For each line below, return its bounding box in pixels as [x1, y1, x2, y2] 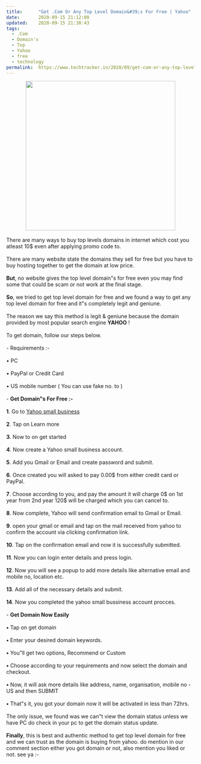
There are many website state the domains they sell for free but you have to [6, 255, 193, 263]
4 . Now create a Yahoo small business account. [6, 446, 124, 453]
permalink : [6, 64, 33, 71]
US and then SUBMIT [6, 687, 59, 695]
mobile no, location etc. [6, 573, 64, 580]
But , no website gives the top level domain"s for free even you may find [6, 274, 183, 282]
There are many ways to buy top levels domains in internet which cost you [6, 237, 190, 244]
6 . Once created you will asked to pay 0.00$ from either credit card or [6, 472, 179, 479]
